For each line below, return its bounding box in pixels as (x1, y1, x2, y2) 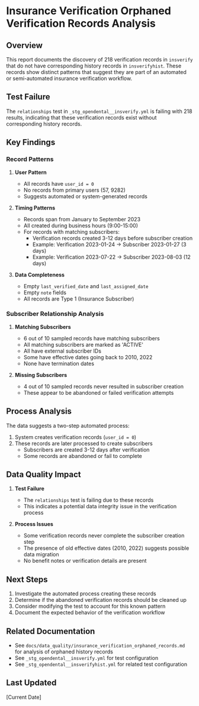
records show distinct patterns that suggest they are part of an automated (6, 69, 187, 75)
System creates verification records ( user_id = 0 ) (14, 433, 137, 440)
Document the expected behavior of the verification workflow (14, 609, 165, 616)
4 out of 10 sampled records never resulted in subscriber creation (23, 383, 184, 390)
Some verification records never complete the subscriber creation (23, 532, 185, 539)
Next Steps (6, 574, 48, 584)
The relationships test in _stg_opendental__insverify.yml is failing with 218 (6, 108, 192, 115)
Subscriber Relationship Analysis (6, 310, 104, 318)
